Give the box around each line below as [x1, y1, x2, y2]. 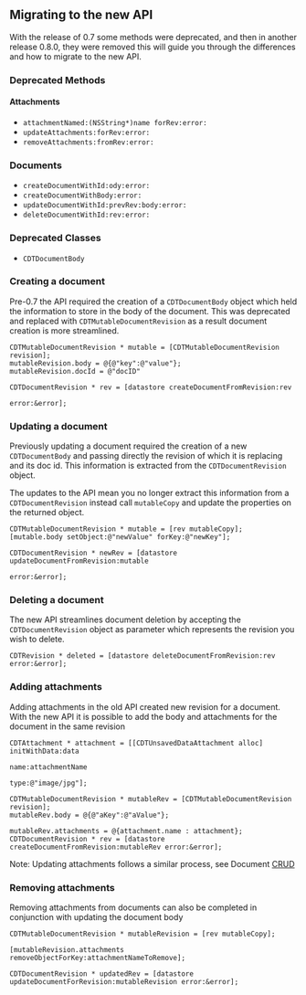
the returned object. [9, 507, 85, 518]
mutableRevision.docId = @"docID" [9, 366, 142, 376]
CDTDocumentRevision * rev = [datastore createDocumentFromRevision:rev [9, 383, 292, 392]
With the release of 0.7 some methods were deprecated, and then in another [9, 31, 298, 42]
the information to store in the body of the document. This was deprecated [9, 305, 290, 316]
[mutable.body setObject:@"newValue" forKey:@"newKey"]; [9, 533, 231, 542]
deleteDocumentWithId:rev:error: [22, 210, 151, 220]
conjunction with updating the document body [9, 912, 184, 923]
